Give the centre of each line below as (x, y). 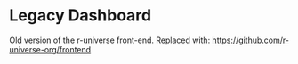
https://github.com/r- (250, 40)
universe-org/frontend (50, 49)
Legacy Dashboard (81, 16)
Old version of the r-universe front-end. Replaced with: (110, 40)
